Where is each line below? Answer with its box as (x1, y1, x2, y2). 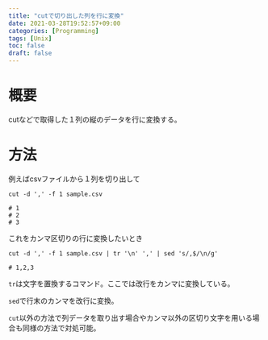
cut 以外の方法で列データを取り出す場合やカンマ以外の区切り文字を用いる (8, 313, 253, 322)
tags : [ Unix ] (8, 34, 52, 43)
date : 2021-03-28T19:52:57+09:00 (8, 19, 121, 27)
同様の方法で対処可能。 (22, 323, 101, 333)
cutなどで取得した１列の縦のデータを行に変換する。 (8, 114, 182, 124)
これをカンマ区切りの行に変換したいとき (8, 233, 143, 243)
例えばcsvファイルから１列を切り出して (8, 174, 140, 184)
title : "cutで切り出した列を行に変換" (8, 11, 124, 20)
